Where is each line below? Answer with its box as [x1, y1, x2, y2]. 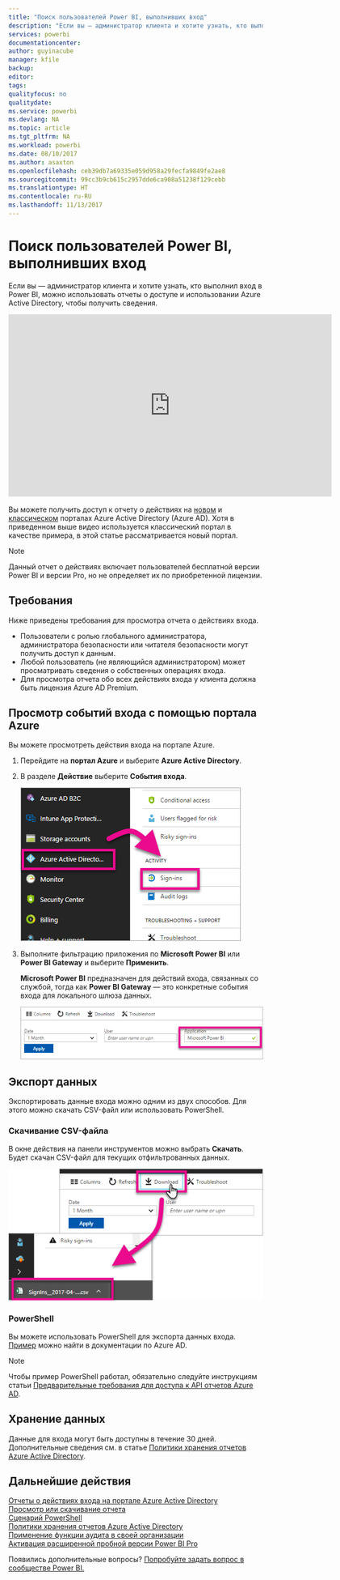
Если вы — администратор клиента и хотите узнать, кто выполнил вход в [8, 280, 262, 291]
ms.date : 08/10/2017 [8, 150, 78, 158]
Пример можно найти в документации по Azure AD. [8, 1340, 187, 1350]
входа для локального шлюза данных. [19, 990, 152, 1000]
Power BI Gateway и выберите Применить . [19, 958, 170, 968]
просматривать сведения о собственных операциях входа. [19, 665, 226, 675]
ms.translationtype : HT [8, 184, 89, 192]
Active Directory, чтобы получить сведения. [8, 298, 158, 308]
